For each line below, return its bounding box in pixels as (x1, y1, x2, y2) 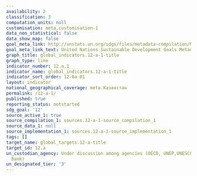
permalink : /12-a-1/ (6, 90, 57, 96)
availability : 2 (6, 8, 46, 15)
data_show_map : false (6, 36, 59, 42)
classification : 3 (6, 14, 51, 20)
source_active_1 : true (6, 112, 62, 118)
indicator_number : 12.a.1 (6, 63, 69, 69)
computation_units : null (6, 19, 67, 25)
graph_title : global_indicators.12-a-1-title (6, 52, 119, 58)
